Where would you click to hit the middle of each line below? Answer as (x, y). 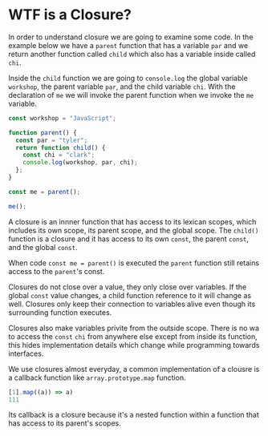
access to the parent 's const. (57, 271)
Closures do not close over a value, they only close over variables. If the (128, 287)
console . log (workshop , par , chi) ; (80, 163)
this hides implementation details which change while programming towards (134, 345)
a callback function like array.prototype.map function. (97, 377)
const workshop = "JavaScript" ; (62, 118)
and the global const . (43, 247)
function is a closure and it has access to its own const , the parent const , (129, 239)
